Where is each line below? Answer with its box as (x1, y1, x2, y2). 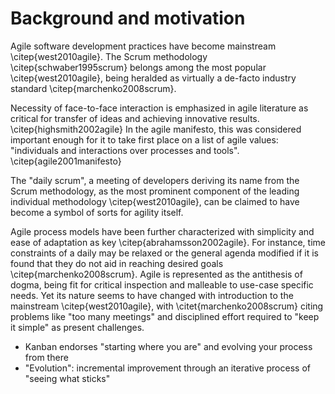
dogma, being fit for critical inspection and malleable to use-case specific (10, 278, 314, 291)
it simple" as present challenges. (10, 321, 145, 333)
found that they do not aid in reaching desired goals (10, 257, 224, 269)
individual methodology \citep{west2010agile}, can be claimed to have (10, 195, 300, 207)
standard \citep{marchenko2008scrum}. (10, 82, 177, 94)
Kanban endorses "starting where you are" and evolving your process (24, 340, 313, 352)
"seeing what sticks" (24, 372, 111, 384)
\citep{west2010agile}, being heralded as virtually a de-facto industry (10, 72, 297, 84)
